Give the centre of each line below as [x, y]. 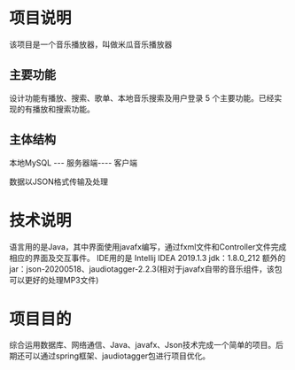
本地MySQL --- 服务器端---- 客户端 [74, 162]
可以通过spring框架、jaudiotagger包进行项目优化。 [117, 356]
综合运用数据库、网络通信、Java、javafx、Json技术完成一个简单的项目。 [143, 345]
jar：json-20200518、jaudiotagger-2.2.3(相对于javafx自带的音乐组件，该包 [146, 269]
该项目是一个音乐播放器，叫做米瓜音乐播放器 [91, 44]
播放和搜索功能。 [63, 109]
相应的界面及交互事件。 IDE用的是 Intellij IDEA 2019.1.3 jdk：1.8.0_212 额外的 [147, 258]
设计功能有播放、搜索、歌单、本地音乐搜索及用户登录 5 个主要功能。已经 [142, 97]
